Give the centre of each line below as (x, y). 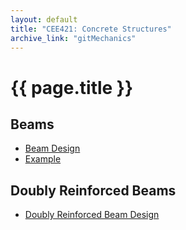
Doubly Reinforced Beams (93, 190)
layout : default (44, 19)
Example (43, 159)
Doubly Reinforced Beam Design (92, 215)
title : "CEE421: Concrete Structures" (91, 29)
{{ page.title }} (72, 87)
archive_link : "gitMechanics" (73, 38)
